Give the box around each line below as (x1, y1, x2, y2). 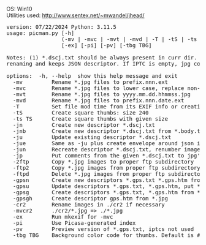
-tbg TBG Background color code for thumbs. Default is (12, 232, 194, 238)
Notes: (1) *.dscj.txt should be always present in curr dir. (6, 55, 197, 61)
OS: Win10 (6, 6, 32, 12)
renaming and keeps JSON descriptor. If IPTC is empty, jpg (6, 61, 191, 67)
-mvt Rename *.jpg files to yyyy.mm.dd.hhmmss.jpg (12, 91, 191, 97)
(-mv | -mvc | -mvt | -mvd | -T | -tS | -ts (61, 36, 197, 42)
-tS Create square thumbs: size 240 (12, 110, 149, 116)
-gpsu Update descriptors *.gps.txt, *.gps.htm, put (12, 183, 194, 189)
